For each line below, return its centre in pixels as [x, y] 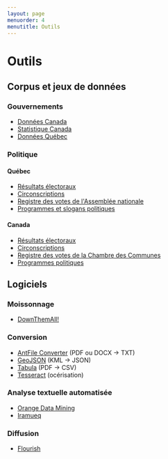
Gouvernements [35, 107]
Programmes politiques [51, 263]
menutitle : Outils [34, 26]
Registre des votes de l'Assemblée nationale [81, 201]
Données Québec [42, 137]
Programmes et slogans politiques [66, 209]
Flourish [29, 449]
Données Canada [42, 122]
